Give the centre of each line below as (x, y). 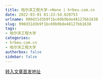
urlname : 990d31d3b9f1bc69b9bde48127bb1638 (52, 19)
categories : (18, 38)
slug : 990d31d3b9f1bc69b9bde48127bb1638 (48, 24)
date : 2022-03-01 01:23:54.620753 (42, 15)
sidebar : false (21, 57)
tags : (11, 29)
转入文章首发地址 (23, 71)
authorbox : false (23, 52)
